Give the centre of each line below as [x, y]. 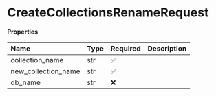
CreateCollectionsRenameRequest [108, 13]
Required [126, 48]
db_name [26, 82]
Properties [23, 32]
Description [167, 48]
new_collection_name [45, 71]
